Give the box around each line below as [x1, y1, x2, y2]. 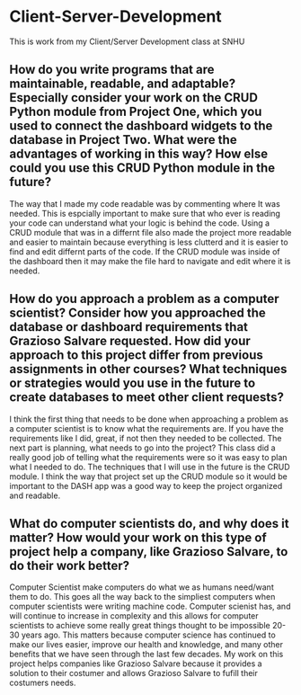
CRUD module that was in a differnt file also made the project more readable [9, 227, 292, 237]
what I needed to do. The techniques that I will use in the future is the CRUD [9, 461, 290, 472]
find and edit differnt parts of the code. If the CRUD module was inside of [9, 245, 280, 257]
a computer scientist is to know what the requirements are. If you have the [9, 423, 285, 433]
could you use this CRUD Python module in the [9, 160, 276, 176]
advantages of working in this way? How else [9, 147, 269, 162]
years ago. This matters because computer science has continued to [21, 629, 276, 640]
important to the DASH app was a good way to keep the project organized [9, 480, 283, 491]
